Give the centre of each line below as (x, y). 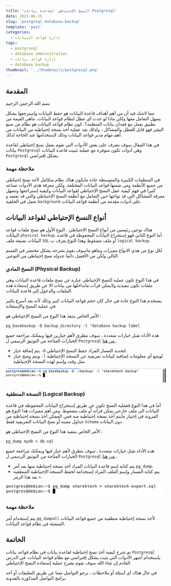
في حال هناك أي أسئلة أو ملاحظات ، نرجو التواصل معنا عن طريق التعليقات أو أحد (81, 572)
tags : (11, 43)
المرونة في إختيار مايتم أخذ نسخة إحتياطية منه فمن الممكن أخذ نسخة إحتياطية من (82, 416)
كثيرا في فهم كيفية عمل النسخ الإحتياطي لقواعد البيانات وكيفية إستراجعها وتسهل (81, 190)
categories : (18, 32)
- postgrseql (24, 48)
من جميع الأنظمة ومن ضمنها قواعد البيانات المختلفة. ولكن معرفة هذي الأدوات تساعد (84, 185)
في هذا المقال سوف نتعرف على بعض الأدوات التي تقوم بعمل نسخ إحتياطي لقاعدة (82, 145)
